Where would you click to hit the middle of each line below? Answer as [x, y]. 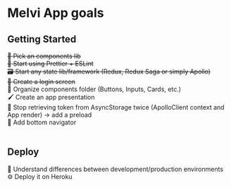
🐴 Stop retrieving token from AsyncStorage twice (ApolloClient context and [116, 107]
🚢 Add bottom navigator [42, 122]
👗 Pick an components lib [44, 56]
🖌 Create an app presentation [51, 97]
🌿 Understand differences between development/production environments [115, 169]
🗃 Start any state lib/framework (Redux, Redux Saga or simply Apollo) [109, 71]
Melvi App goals [56, 13]
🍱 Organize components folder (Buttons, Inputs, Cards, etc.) [94, 89]
